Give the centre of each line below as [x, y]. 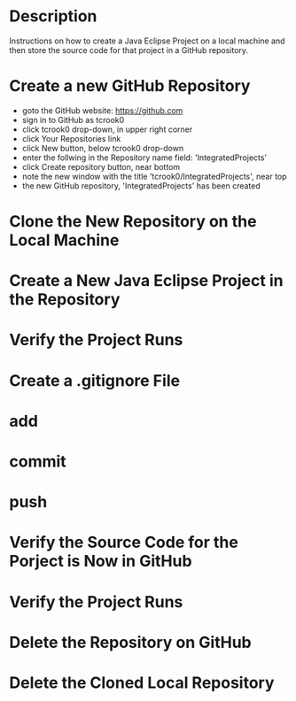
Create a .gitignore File [94, 380]
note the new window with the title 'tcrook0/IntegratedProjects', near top [154, 176]
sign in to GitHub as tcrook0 [73, 119]
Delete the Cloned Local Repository [142, 682]
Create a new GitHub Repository [130, 86]
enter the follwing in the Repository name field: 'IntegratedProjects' [144, 158]
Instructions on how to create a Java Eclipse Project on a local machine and [147, 41]
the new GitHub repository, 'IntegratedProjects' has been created [141, 185]
